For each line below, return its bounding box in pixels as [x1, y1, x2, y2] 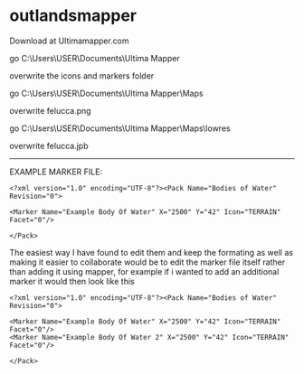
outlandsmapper [9, 5, 138, 26]
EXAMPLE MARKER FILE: [9, 166, 102, 177]
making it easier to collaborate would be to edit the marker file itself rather [9, 257, 286, 267]
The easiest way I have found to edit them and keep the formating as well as [9, 247, 294, 257]
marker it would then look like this [9, 276, 135, 286]
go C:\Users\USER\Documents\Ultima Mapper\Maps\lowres [9, 123, 231, 134]
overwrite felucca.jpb [9, 140, 89, 151]
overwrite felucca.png [9, 105, 92, 116]
